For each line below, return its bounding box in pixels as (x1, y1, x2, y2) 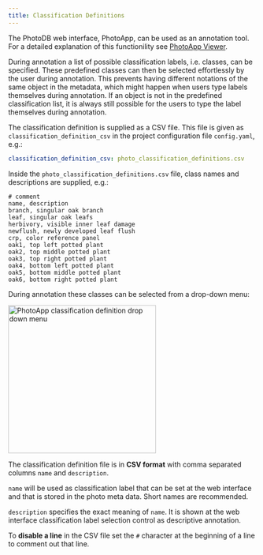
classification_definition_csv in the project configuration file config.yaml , (8, 131, 255, 141)
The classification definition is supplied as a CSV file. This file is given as (8, 122, 244, 132)
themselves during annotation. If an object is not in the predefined (8, 90, 223, 99)
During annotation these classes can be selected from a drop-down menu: (8, 289, 250, 298)
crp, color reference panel (8, 234, 101, 242)
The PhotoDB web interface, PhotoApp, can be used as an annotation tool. (8, 33, 250, 43)
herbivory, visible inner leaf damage (8, 220, 135, 228)
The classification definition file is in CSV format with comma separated (8, 459, 242, 469)
